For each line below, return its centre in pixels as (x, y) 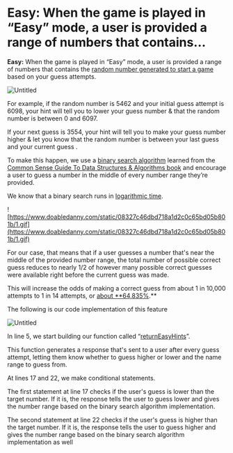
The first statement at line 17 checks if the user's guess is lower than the (111, 391)
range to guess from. (37, 364)
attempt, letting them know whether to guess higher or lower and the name (114, 357)
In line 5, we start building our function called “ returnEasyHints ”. (99, 336)
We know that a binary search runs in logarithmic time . (85, 196)
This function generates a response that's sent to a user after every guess (113, 349)
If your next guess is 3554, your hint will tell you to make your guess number (116, 132)
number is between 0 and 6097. (53, 118)
